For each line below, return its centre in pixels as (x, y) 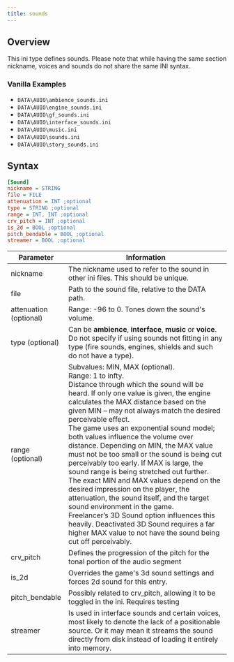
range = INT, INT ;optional (48, 214)
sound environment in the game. (121, 507)
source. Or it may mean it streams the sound (141, 631)
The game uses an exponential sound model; (142, 428)
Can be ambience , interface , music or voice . (143, 330)
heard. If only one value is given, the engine (140, 393)
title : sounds (28, 14)
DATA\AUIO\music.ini (47, 130)
